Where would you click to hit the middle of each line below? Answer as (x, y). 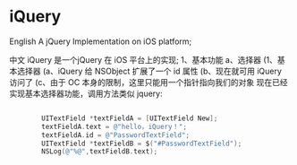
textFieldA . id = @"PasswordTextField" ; (116, 135)
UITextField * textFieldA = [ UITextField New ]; (130, 118)
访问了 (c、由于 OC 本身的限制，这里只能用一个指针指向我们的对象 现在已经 (148, 82)
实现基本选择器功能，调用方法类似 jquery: (86, 93)
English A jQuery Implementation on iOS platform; (101, 41)
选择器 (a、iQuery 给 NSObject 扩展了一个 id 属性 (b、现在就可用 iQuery (149, 71)
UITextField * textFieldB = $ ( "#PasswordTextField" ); (142, 143)
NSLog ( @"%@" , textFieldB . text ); (100, 152)
